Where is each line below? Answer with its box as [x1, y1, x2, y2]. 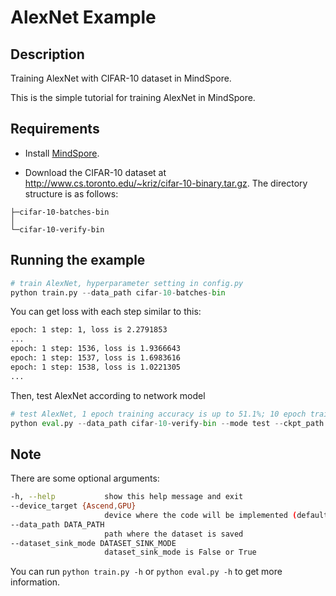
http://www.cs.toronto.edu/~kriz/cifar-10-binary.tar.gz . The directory [24, 177, 308, 189]
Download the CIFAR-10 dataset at [24, 166, 167, 178]
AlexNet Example [10, 6, 157, 29]
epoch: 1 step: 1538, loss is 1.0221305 [10, 362, 182, 372]
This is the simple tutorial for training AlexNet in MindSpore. [10, 92, 256, 103]
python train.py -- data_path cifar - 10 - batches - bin [10, 287, 226, 298]
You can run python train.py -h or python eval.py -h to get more [10, 566, 283, 578]
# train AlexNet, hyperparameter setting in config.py [10, 278, 244, 288]
